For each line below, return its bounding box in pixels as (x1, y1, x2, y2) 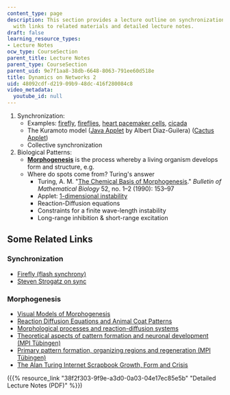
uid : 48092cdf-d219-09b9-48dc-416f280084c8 (7, 80, 133, 87)
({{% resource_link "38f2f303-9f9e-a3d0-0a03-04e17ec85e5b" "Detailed (7, 374, 216, 382)
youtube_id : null (13, 93, 63, 100)
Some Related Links (7, 234, 93, 246)
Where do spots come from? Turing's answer (27, 170, 155, 178)
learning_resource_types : (7, 36, 81, 43)
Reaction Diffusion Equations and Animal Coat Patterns (16, 317, 172, 325)
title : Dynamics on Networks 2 (7, 73, 97, 81)
